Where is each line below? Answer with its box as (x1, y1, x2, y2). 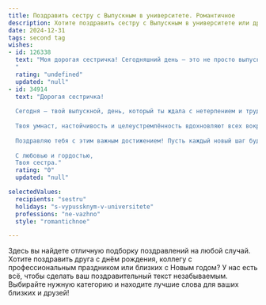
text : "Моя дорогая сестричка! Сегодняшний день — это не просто (15, 56, 236, 64)
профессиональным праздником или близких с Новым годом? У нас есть (8, 263, 258, 273)
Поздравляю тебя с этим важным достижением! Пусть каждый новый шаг (15, 136, 246, 145)
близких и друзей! (8, 288, 70, 298)
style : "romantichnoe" (15, 217, 90, 226)
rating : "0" (15, 166, 55, 174)
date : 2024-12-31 (8, 26, 66, 34)
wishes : (8, 41, 34, 49)
